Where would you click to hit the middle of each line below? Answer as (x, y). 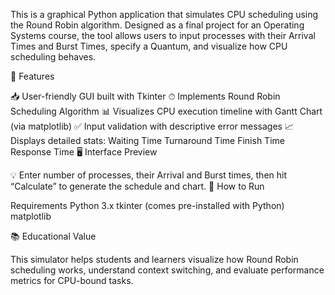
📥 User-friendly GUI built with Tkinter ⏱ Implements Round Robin (145, 96)
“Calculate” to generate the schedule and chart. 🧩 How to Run (137, 186)
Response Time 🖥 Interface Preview (84, 152)
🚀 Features (32, 76)
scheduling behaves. (53, 57)
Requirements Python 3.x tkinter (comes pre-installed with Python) (147, 205)
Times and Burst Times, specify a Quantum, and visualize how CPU (149, 46)
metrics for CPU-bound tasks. (72, 280)
